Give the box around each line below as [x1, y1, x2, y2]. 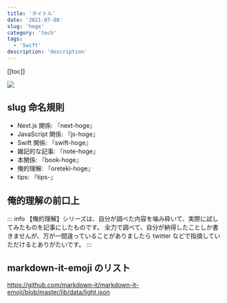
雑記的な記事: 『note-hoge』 [17, 147, 99, 155]
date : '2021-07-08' [7, 16, 63, 23]
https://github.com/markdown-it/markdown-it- [7, 281, 139, 289]
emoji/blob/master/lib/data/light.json [7, 288, 110, 296]
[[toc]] [7, 67, 25, 76]
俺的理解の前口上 [7, 195, 80, 207]
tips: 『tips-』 [17, 172, 57, 181]
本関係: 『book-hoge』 [17, 155, 83, 164]
